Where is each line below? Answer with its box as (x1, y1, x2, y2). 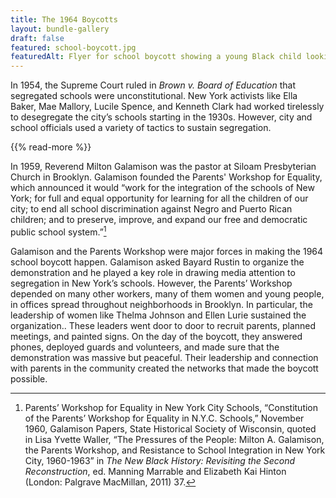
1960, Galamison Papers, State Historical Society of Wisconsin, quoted (24, 422, 317, 435)
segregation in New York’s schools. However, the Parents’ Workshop (10, 277, 293, 289)
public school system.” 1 (10, 224, 107, 238)
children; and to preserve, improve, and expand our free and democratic (10, 214, 308, 226)
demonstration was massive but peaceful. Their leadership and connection (10, 351, 319, 363)
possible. (10, 372, 48, 385)
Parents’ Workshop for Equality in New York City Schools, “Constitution (24, 401, 319, 413)
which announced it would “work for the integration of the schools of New (10, 182, 315, 194)
